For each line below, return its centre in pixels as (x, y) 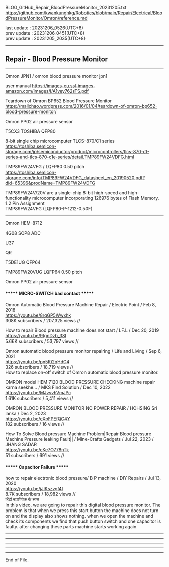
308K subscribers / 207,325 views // (43, 321)
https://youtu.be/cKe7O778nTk (37, 450)
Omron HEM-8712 (24, 223)
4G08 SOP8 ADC (23, 233)
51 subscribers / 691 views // (35, 456)
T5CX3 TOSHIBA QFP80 (30, 131)
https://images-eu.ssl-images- (64, 86)
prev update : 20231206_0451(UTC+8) (45, 33)
